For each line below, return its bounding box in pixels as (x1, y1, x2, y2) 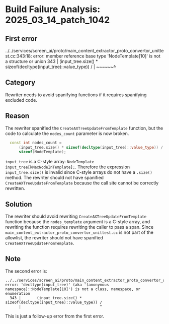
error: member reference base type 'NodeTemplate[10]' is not (33, 53, 161, 59)
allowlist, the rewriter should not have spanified (5, 235, 103, 241)
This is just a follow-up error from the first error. (5, 313, 105, 319)
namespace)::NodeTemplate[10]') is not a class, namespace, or (5, 286, 141, 292)
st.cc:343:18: (5, 53, 32, 59)
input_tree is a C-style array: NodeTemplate (5, 159, 95, 165)
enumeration (5, 291, 30, 296)
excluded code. (5, 97, 38, 103)
